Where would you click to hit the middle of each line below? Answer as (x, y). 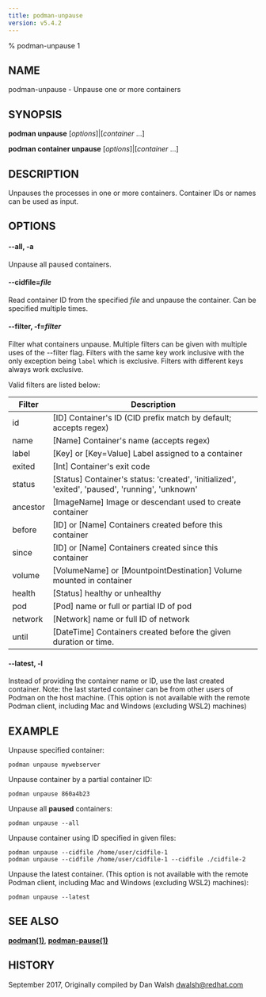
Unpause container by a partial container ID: (80, 779)
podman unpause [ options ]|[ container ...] (76, 134)
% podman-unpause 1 (44, 45)
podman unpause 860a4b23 (49, 794)
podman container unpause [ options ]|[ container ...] (94, 149)
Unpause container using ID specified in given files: (92, 838)
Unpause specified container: (57, 750)
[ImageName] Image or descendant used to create (147, 502)
